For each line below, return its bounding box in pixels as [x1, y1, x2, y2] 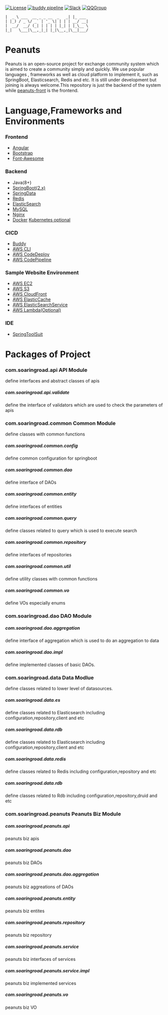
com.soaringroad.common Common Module [5, 420, 116, 427]
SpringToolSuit [12, 331, 43, 337]
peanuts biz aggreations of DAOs [5, 884, 74, 890]
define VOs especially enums [5, 600, 66, 606]
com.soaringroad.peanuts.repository [5, 919, 85, 925]
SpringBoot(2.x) [12, 184, 46, 190]
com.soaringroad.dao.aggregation [5, 625, 80, 631]
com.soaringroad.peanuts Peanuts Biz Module [5, 810, 121, 818]
